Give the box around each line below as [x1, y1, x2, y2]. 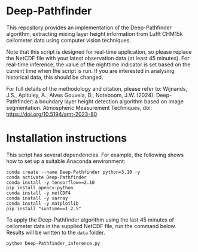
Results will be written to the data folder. [6, 229, 105, 236]
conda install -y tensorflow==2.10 [6, 179, 95, 186]
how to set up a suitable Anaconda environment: [6, 157, 126, 165]
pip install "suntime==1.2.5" [6, 205, 82, 211]
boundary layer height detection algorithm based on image [39, 97, 184, 105]
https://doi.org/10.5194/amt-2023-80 [6, 110, 98, 118]
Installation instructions [6, 131, 127, 145]
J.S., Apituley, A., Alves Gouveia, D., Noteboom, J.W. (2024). [6, 91, 156, 99]
